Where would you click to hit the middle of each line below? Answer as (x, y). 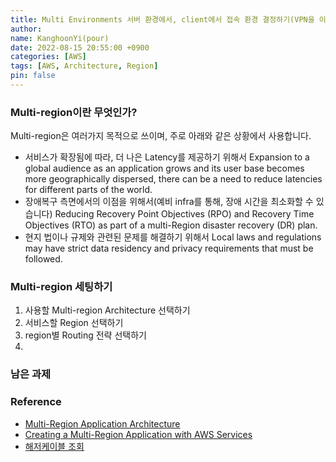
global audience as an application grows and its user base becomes (164, 168)
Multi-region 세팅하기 (61, 287)
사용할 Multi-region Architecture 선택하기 (107, 310)
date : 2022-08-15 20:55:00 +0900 (80, 47)
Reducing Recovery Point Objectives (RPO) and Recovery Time (184, 214)
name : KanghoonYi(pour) (60, 38)
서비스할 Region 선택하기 (74, 323)
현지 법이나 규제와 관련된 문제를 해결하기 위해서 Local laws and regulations (173, 237)
